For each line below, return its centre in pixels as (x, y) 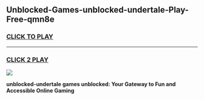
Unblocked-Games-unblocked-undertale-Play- (98, 10)
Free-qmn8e (30, 20)
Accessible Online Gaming (40, 90)
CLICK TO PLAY (30, 37)
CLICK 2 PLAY (27, 59)
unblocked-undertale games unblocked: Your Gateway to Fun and (91, 84)
